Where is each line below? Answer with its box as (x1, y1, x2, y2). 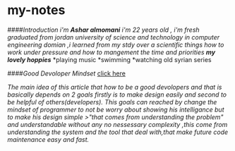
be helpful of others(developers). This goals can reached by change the (7, 97, 217, 106)
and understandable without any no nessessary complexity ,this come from (7, 120, 228, 128)
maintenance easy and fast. (7, 135, 90, 143)
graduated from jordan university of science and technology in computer (7, 32, 220, 41)
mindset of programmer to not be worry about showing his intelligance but (7, 105, 224, 114)
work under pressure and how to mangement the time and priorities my (7, 48, 216, 56)
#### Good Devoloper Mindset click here (7, 69, 126, 78)
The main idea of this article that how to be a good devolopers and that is (7, 83, 222, 91)
